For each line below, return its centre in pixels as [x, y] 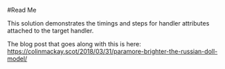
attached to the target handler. [51, 31]
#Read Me [22, 10]
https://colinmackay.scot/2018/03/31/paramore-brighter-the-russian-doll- [112, 51]
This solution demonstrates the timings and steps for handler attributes [108, 23]
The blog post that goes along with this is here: [74, 44]
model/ [17, 59]
